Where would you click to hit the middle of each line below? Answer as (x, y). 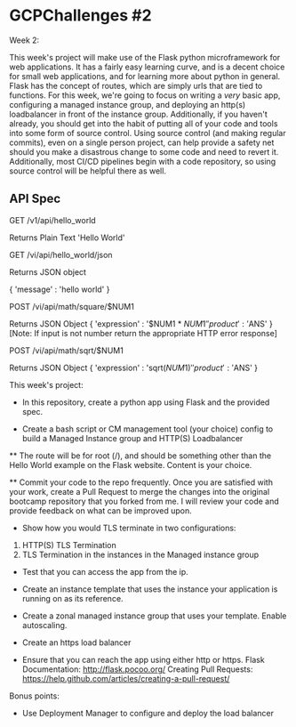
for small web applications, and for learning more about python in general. (145, 76)
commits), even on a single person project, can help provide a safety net (142, 142)
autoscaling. (44, 625)
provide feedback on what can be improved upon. (101, 510)
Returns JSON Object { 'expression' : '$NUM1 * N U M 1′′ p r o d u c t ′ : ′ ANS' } (141, 323)
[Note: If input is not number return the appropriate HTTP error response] (144, 333)
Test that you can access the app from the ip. (105, 571)
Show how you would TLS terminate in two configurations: (129, 528)
